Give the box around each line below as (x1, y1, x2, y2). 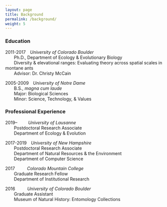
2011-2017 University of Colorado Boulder (5, 49, 94, 55)
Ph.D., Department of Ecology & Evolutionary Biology (14, 54, 123, 60)
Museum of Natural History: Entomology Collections (14, 196, 121, 202)
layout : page (5, 7, 32, 12)
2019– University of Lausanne (5, 119, 76, 125)
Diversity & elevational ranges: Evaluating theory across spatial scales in (14, 59, 163, 65)
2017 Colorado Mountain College (5, 165, 84, 171)
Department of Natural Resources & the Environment (14, 150, 122, 156)
